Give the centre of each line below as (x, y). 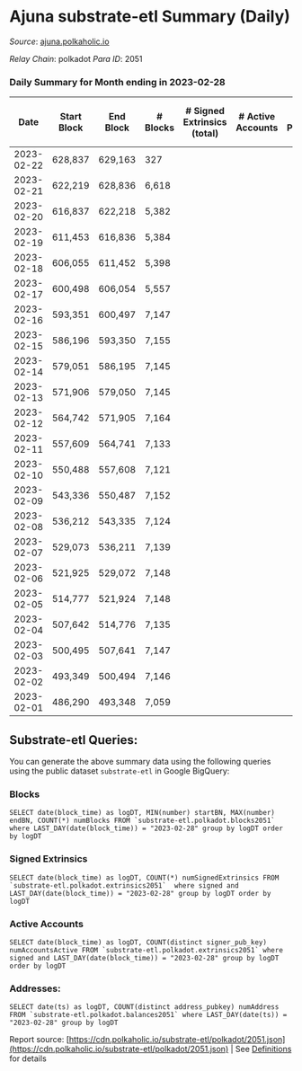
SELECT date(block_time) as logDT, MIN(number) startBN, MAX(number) (142, 813)
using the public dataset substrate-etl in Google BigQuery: (120, 771)
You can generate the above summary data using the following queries (140, 762)
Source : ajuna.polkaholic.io (59, 41)
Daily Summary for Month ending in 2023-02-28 (118, 82)
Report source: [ (40, 1040)
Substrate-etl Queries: (74, 740)
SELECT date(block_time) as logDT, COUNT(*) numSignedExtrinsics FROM (144, 878)
